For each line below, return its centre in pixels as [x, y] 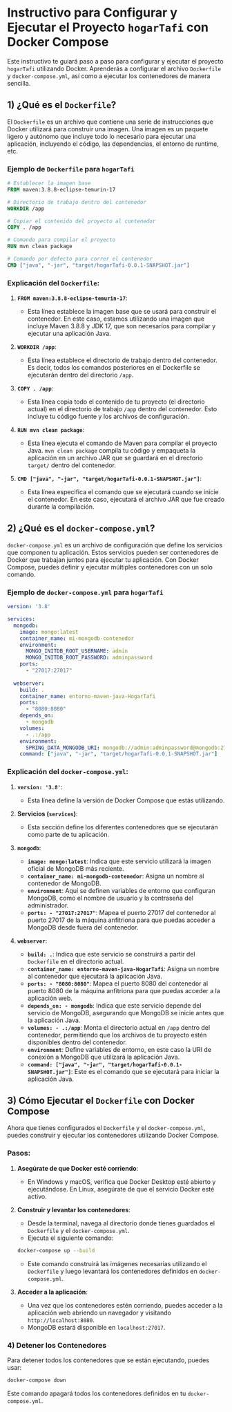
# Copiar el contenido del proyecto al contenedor [81, 221]
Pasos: [19, 1154]
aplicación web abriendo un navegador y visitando [99, 1312]
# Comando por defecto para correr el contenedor [80, 259]
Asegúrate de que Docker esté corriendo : [78, 1168]
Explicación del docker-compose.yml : [68, 772]
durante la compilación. [61, 507]
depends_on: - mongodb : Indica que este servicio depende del [114, 1005]
